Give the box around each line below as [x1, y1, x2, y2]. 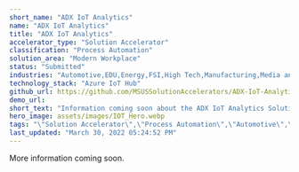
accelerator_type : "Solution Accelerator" [9, 37, 169, 47]
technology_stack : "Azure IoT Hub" [9, 79, 141, 88]
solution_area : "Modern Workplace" [9, 54, 141, 63]
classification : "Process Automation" [9, 46, 153, 55]
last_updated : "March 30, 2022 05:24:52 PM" [9, 129, 177, 137]
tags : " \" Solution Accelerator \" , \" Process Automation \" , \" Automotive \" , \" [9, 121, 296, 129]
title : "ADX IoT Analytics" [9, 29, 114, 38]
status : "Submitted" [9, 63, 86, 72]
